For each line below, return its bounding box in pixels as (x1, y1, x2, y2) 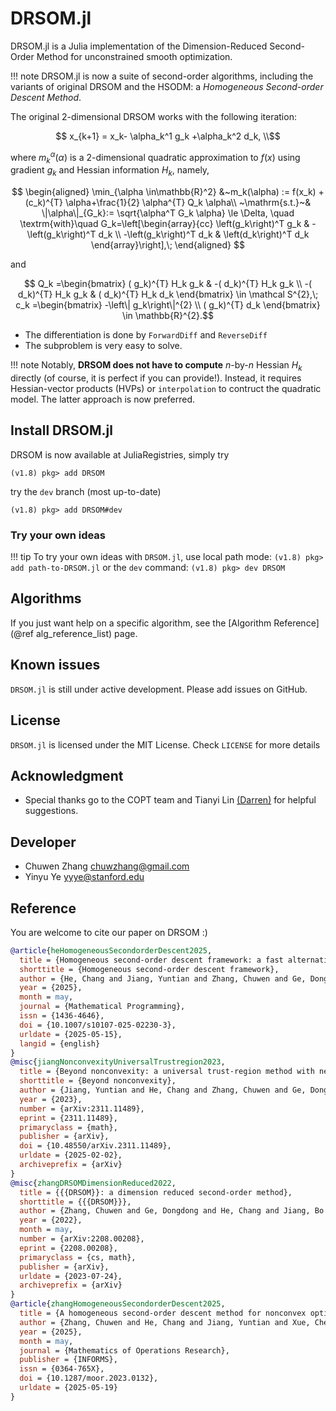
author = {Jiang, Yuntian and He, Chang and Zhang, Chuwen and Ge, (19, 1085, 307, 1096)
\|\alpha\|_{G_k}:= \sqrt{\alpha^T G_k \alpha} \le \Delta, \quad (41, 207, 295, 219)
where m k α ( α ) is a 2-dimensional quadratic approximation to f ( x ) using (10, 149, 301, 166)
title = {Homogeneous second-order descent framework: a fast (19, 955, 284, 965)
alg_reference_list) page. (35, 627, 138, 639)
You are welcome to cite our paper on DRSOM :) (10, 926, 208, 938)
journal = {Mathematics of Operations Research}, (19, 1345, 230, 1356)
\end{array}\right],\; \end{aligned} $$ (91, 239, 245, 251)
